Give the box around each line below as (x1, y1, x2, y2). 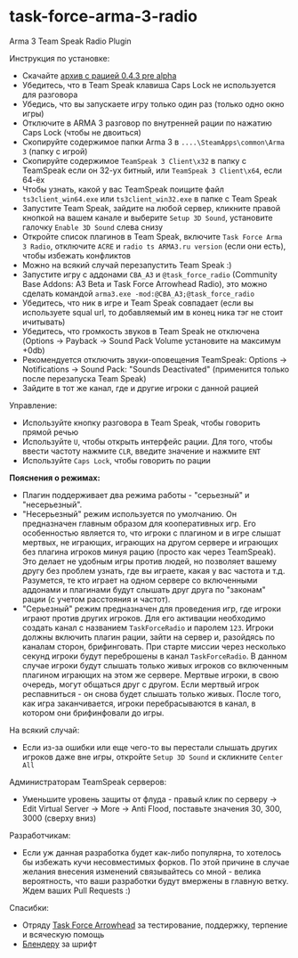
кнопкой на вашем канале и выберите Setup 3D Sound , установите (21, 212, 273, 223)
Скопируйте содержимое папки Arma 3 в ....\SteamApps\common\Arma (21, 136, 286, 147)
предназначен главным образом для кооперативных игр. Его (21, 518, 256, 528)
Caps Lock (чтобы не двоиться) (21, 127, 142, 137)
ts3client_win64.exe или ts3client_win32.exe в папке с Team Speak (21, 193, 278, 204)
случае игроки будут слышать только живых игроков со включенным (21, 659, 289, 670)
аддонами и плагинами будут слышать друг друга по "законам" (21, 584, 266, 594)
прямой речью (21, 426, 79, 438)
